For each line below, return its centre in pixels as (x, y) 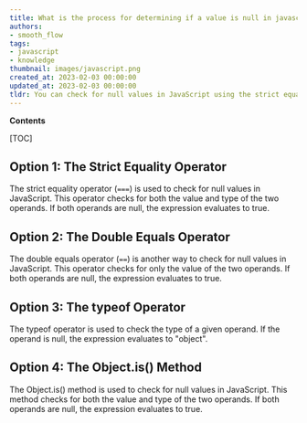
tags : (20, 43)
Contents (27, 121)
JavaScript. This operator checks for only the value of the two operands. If (150, 269)
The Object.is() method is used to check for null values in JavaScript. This (148, 389)
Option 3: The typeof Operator (97, 307)
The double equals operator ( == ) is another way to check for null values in (148, 259)
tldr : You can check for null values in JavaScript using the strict (145, 94)
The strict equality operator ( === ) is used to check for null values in (135, 189)
